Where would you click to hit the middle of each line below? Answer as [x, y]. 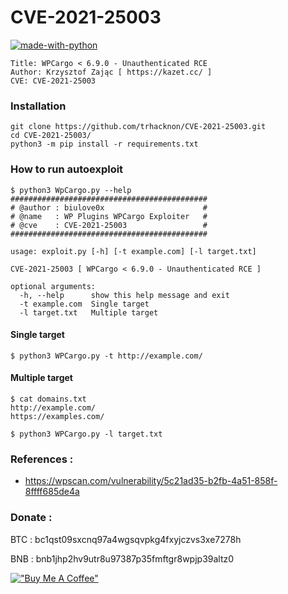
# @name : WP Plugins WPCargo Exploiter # [109, 216]
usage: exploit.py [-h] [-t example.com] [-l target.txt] [133, 251]
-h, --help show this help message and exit [124, 295]
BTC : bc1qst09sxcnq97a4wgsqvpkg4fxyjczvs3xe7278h [126, 539]
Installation [38, 106]
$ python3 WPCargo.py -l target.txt [86, 434]
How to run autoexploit [67, 169]
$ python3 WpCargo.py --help [71, 190]
